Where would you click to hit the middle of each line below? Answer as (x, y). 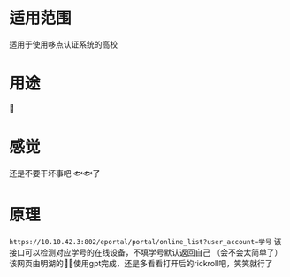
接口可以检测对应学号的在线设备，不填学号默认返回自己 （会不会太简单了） (146, 252)
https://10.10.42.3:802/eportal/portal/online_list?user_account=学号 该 (145, 241)
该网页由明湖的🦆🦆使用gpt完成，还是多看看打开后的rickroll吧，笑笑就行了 (141, 263)
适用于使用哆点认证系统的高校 (63, 44)
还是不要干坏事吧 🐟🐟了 (55, 173)
